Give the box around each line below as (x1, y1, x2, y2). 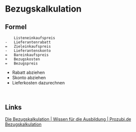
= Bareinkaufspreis (5, 52, 49, 57)
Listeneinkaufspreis (14, 35, 55, 40)
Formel (5, 23, 27, 31)
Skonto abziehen (12, 75, 46, 81)
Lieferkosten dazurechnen (12, 80, 65, 85)
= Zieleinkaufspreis (5, 44, 51, 49)
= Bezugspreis (5, 61, 38, 66)
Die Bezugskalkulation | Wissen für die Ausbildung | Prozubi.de (5, 116, 131, 122)
